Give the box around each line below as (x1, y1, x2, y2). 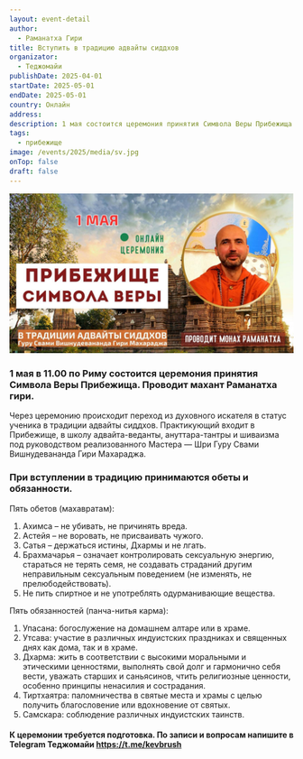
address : (9, 109, 42, 119)
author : (9, 23, 39, 33)
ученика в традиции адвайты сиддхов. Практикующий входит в (9, 420, 255, 430)
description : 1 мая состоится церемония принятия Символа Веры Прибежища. (9, 119, 297, 128)
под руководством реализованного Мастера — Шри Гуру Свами (9, 439, 260, 450)
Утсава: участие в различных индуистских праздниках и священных (22, 632, 287, 643)
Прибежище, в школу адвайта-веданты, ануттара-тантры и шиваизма (9, 430, 280, 440)
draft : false (9, 167, 59, 176)
